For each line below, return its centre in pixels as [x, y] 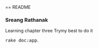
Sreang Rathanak [27, 20]
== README [18, 7]
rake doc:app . [22, 40]
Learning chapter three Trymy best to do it [49, 31]
